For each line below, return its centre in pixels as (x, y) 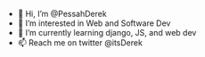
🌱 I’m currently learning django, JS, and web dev (107, 33)
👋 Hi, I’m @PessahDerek (62, 14)
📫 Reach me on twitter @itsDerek (80, 43)
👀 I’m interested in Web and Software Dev (94, 23)
